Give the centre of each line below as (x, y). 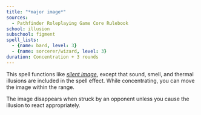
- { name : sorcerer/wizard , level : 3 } (59, 51)
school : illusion (28, 29)
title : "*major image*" (36, 12)
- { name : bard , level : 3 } (44, 46)
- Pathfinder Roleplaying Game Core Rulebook (70, 23)
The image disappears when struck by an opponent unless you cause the (98, 99)
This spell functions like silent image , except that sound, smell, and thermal (100, 74)
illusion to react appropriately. (43, 105)
